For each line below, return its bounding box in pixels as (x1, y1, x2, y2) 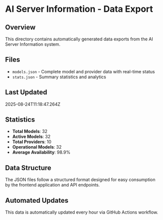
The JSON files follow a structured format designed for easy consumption (5, 177, 156, 183)
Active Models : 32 (12, 134, 51, 140)
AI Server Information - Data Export (5, 3, 153, 15)
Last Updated (5, 88, 47, 96)
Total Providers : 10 (12, 139, 52, 145)
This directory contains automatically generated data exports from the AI (5, 36, 153, 42)
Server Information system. (5, 41, 61, 47)
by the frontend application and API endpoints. (5, 182, 100, 188)
